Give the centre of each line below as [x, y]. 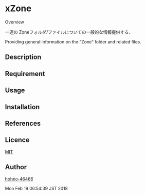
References [23, 123]
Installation [22, 107]
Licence [18, 140]
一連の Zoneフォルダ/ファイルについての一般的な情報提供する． [69, 32]
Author [16, 167]
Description [23, 57]
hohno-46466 [19, 179]
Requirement [25, 74]
